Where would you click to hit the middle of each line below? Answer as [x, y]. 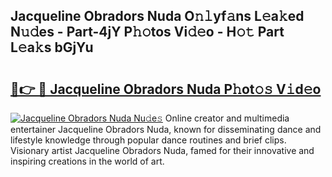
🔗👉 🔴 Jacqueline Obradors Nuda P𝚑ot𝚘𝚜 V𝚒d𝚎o [166, 89]
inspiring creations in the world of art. [87, 161]
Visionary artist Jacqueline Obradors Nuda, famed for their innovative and [162, 150]
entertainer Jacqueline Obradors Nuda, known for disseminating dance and [166, 129]
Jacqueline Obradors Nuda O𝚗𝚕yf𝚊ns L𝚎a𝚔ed [157, 16]
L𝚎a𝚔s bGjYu [52, 47]
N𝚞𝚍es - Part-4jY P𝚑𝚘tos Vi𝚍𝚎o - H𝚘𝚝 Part [147, 32]
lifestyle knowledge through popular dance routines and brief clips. [148, 140]
